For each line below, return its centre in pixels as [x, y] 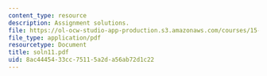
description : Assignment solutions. [69, 23]
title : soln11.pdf [39, 52]
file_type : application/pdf [55, 38]
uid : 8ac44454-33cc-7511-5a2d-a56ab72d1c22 [81, 60]
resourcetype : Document [48, 45]
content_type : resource [48, 15]
